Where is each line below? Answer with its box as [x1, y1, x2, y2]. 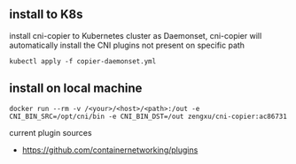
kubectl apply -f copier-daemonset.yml [9, 56, 157, 65]
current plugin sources [9, 127, 92, 138]
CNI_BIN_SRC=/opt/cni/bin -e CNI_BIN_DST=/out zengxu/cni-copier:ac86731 [9, 112, 288, 121]
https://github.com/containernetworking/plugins [21, 145, 199, 155]
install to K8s [9, 7, 83, 22]
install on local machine [9, 81, 143, 96]
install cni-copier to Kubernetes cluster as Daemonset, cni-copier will [9, 30, 262, 41]
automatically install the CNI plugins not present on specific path [9, 40, 245, 50]
